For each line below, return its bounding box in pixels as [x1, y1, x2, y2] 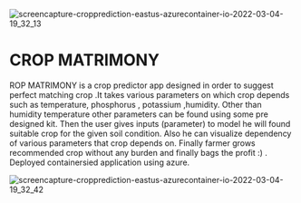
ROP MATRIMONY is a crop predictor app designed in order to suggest [9, 80, 274, 91]
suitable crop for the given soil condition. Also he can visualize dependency [9, 128, 292, 139]
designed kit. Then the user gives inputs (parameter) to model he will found [9, 118, 291, 129]
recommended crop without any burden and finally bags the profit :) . [9, 147, 267, 158]
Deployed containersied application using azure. [9, 157, 190, 168]
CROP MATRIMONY [9, 50, 160, 71]
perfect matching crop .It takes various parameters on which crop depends [9, 89, 290, 100]
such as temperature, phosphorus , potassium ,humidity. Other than [9, 99, 262, 110]
